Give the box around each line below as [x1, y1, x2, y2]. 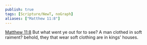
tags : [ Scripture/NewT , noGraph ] [5, 12, 73, 16]
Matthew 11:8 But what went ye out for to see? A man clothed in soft [5, 30, 142, 35]
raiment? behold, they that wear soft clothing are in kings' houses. [5, 34, 139, 40]
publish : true [5, 7, 34, 12]
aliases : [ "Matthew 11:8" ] [5, 16, 60, 21]
